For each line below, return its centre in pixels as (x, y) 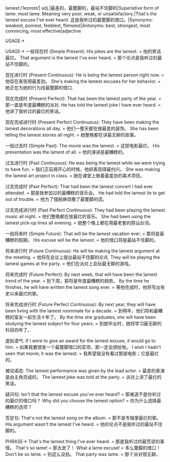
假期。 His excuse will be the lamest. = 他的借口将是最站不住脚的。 (89, 240)
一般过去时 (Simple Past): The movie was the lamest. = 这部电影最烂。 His (82, 146)
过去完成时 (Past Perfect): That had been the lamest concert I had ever (79, 186)
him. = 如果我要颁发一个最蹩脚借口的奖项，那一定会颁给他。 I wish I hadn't (83, 347)
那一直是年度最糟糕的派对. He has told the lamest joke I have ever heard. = (83, 105)
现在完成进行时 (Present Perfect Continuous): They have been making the (82, 122)
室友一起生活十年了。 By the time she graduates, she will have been (85, 317)
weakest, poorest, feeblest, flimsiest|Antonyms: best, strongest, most (78, 25)
